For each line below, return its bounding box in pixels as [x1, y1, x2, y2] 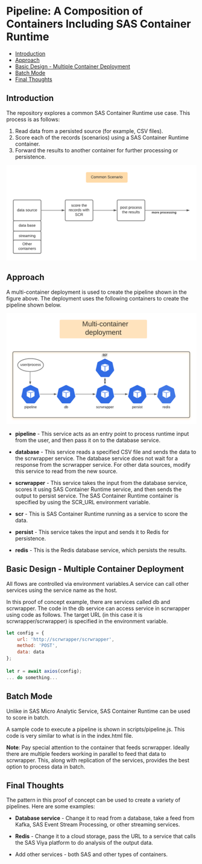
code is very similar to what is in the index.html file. [6, 732, 134, 739]
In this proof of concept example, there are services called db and [6, 598, 171, 605]
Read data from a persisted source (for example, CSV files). [14, 127, 163, 134]
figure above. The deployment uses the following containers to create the [6, 294, 189, 302]
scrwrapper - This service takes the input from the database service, [14, 479, 188, 486]
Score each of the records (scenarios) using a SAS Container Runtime [14, 134, 189, 141]
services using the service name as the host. [6, 586, 118, 594]
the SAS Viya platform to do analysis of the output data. [14, 839, 154, 846]
